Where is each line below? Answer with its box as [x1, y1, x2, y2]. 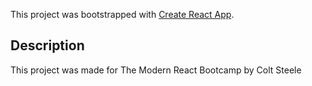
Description [10, 37, 85, 54]
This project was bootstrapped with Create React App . [10, 9, 235, 20]
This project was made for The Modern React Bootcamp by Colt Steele [10, 64, 302, 76]
